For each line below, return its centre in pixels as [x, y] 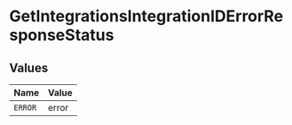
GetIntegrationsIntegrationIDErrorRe [146, 16]
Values [29, 68]
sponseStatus [62, 35]
